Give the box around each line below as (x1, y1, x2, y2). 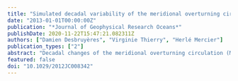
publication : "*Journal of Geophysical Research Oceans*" (7, 23, 182, 30)
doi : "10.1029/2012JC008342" (7, 63, 93, 70)
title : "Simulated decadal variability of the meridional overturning (7, 10, 220, 18)
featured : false (7, 56, 55, 63)
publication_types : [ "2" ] (7, 43, 84, 50)
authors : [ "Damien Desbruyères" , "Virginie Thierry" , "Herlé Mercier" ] (7, 37, 223, 44)
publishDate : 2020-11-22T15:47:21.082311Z (7, 30, 135, 37)
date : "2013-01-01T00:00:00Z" (7, 17, 97, 24)
